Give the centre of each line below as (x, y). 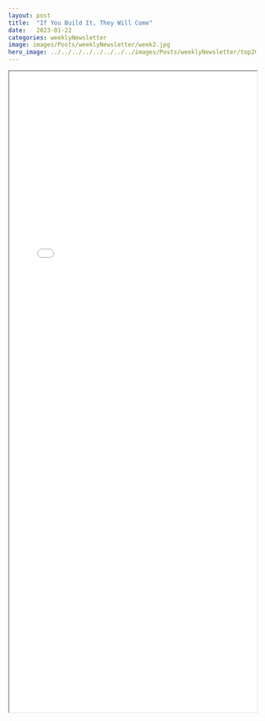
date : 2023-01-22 (40, 30)
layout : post (29, 15)
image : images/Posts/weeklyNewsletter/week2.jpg (89, 45)
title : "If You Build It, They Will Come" (81, 23)
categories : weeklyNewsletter (58, 37)
